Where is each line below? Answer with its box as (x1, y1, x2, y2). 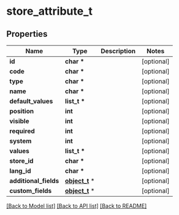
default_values (9, 97, 53, 105)
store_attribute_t (6, 4, 93, 18)
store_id (9, 157, 34, 165)
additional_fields (9, 176, 59, 185)
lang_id (9, 167, 31, 175)
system (9, 137, 32, 145)
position (9, 107, 34, 115)
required (9, 127, 35, 135)
